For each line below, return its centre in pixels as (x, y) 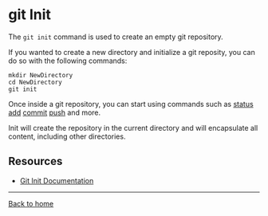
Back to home (31, 203)
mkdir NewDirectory (41, 75)
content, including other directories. (67, 136)
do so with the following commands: (68, 61)
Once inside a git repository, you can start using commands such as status (131, 104)
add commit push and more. (55, 112)
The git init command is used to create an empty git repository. (116, 37)
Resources (35, 161)
